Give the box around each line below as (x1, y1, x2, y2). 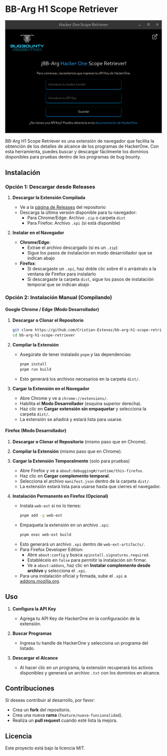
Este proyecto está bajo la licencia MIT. (5, 745, 85, 751)
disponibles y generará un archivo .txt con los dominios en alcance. (19, 670, 161, 675)
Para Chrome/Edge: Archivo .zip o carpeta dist (27, 215, 126, 221)
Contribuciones (5, 684, 55, 692)
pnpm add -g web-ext (19, 513, 63, 518)
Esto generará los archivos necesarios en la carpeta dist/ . (19, 376, 140, 382)
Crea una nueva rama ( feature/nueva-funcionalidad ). (12, 712, 123, 718)
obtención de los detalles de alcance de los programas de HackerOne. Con (5, 143, 159, 150)
